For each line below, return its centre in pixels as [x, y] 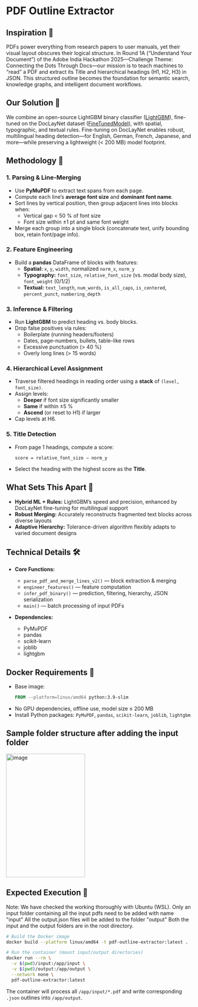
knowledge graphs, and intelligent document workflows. [74, 84]
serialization [38, 599]
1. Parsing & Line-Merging [44, 178]
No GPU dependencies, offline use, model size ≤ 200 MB [84, 708]
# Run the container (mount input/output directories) [75, 953]
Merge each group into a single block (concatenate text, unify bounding [102, 228]
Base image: [30, 687]
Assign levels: [32, 394]
